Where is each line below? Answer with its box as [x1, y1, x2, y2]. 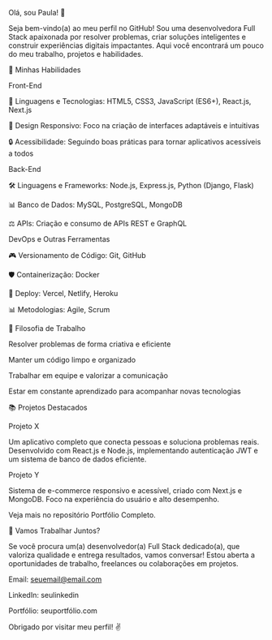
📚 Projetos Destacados [8, 402, 88, 412]
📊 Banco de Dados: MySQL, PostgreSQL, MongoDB [8, 200, 183, 209]
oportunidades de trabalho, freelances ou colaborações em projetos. [8, 559, 239, 568]
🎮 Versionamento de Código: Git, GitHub [8, 251, 146, 260]
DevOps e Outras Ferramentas [8, 234, 110, 243]
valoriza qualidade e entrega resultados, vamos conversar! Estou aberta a [8, 550, 256, 560]
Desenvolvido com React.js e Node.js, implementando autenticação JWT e [8, 446, 258, 455]
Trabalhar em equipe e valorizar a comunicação [8, 371, 169, 380]
